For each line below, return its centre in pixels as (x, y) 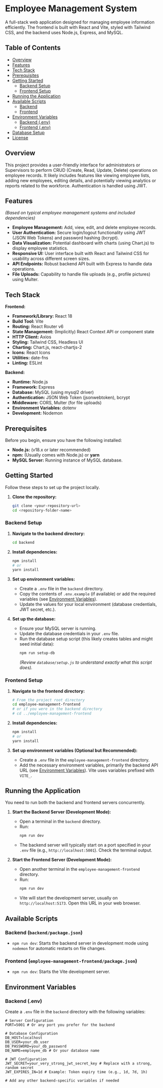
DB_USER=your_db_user (27, 1042)
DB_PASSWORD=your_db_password (36, 1046)
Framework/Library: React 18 (42, 316)
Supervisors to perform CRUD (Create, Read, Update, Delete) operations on (81, 170)
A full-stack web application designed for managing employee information (80, 22)
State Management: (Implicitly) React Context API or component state (83, 332)
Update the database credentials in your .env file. (69, 634)
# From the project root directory (48, 700)
